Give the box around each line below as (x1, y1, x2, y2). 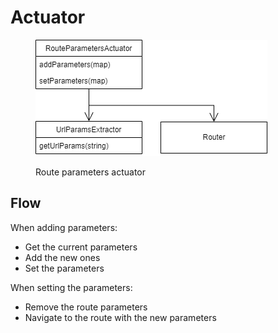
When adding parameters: (10, 221, 118, 233)
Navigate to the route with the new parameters (24, 311, 217, 323)
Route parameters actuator (35, 166, 147, 178)
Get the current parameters (24, 241, 138, 253)
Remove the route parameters (24, 301, 148, 313)
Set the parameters (24, 262, 105, 274)
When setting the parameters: (10, 281, 133, 293)
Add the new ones (24, 251, 101, 263)
